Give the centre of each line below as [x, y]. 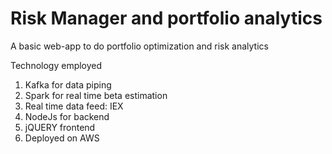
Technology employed [56, 65]
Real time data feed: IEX [74, 106]
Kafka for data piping [68, 84]
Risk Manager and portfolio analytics [166, 18]
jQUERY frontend [60, 127]
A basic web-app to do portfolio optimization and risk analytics [139, 46]
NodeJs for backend [67, 116]
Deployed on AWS [62, 138]
